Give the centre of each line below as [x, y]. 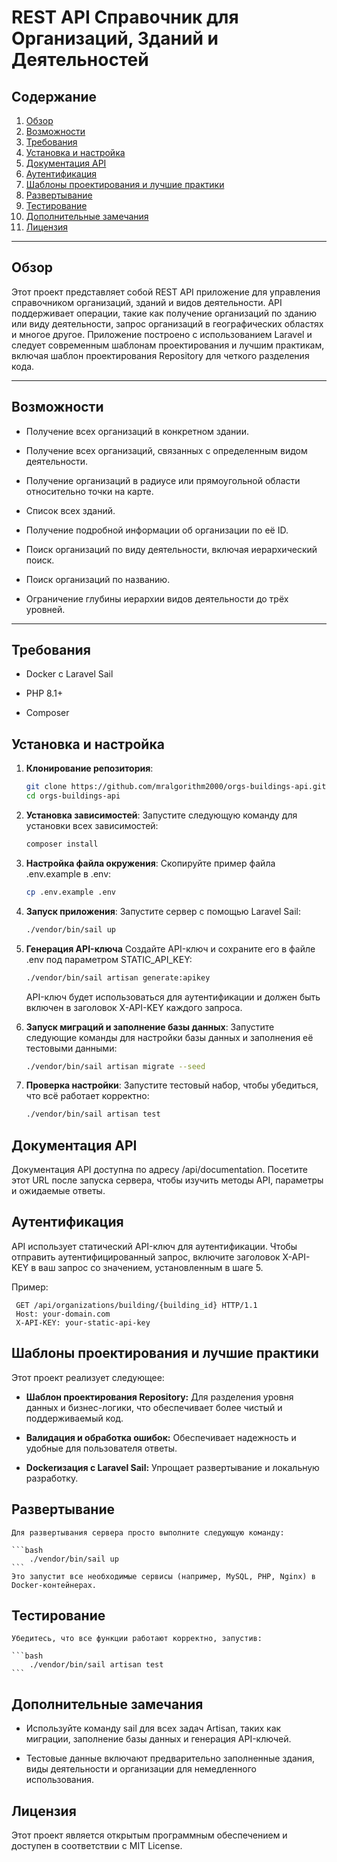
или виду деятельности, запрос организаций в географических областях [167, 323]
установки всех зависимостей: [92, 825]
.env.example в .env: [68, 873]
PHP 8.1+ [44, 693]
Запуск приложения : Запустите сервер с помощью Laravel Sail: [163, 911]
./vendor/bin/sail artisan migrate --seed [115, 1066]
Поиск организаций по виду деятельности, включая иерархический [171, 549]
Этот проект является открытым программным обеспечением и [149, 1835]
